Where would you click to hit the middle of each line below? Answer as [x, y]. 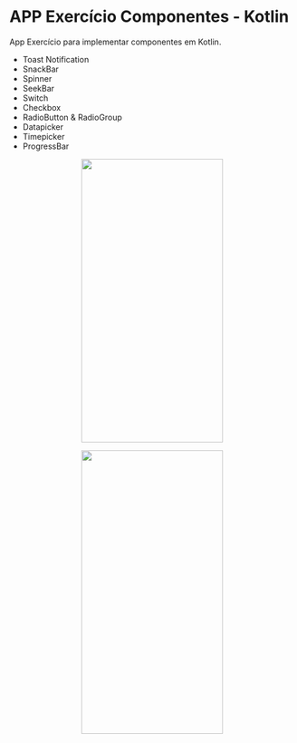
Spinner [37, 78]
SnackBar [40, 69]
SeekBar [38, 88]
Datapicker [43, 127]
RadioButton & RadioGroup [72, 117]
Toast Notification [56, 59]
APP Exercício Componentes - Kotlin [149, 17]
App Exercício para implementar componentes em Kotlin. [115, 42]
